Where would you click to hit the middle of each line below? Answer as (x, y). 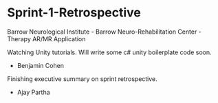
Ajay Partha (33, 92)
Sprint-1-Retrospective (74, 13)
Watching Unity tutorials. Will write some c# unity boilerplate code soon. (109, 52)
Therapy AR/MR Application (46, 38)
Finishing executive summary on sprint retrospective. (83, 79)
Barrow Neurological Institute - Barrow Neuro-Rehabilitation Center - (104, 32)
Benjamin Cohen (40, 65)
